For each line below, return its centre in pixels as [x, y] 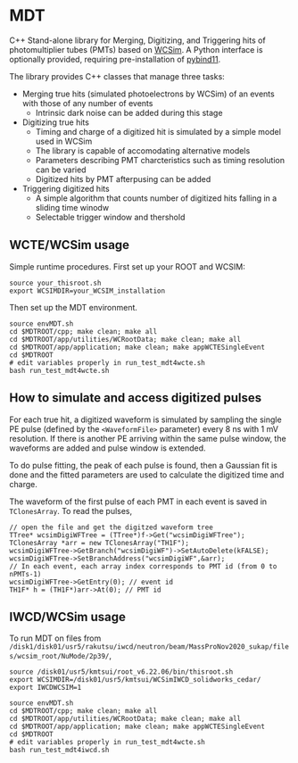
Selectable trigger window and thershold [110, 217]
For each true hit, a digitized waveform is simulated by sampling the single [146, 419]
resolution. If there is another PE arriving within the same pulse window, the [148, 438]
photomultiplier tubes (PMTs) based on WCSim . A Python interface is [136, 49]
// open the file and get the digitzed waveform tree [112, 527]
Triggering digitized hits [66, 188]
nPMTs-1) [25, 574]
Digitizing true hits [55, 122]
